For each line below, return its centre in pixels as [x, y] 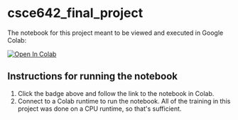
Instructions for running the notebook [92, 76]
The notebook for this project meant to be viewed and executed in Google [115, 33]
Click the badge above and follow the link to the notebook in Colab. [116, 93]
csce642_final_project [75, 13]
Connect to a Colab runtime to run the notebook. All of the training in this [124, 101]
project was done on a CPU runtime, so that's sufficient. [99, 109]
